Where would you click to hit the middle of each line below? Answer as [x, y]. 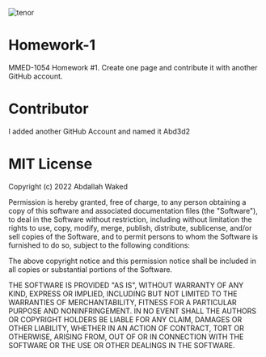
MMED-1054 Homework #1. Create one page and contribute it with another [133, 67]
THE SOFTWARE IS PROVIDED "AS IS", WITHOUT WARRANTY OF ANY [126, 285]
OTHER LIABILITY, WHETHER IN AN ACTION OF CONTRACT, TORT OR [126, 328]
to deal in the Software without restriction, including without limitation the [130, 219]
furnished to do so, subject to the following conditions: [99, 245]
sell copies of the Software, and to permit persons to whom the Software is [133, 236]
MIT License [51, 164]
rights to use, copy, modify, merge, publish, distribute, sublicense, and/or [130, 227]
